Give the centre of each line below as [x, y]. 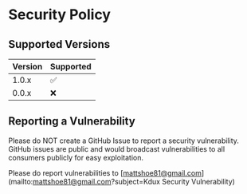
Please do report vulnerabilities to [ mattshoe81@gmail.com [105, 172]
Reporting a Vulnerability [72, 121]
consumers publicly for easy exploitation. [76, 157]
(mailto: [21, 181]
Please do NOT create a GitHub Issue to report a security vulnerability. [123, 141]
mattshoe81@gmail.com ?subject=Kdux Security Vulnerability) [134, 181]
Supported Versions [59, 44]
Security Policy [60, 15]
